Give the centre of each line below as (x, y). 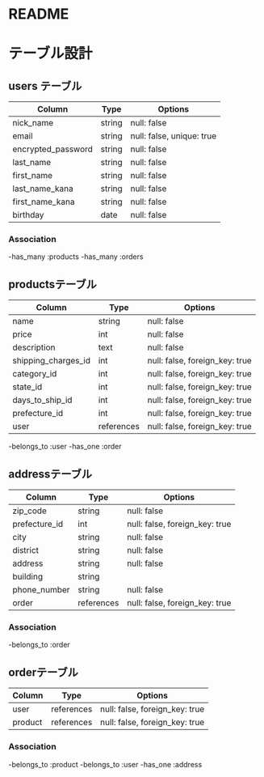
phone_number (41, 590)
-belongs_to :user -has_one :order (65, 447)
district (25, 550)
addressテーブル (50, 474)
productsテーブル (52, 284)
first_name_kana (44, 202)
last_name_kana (43, 189)
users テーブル (45, 86)
